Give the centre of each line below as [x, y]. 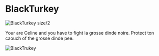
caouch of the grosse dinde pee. [39, 38]
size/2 [44, 23]
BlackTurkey [32, 9]
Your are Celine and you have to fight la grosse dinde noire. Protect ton [80, 33]
